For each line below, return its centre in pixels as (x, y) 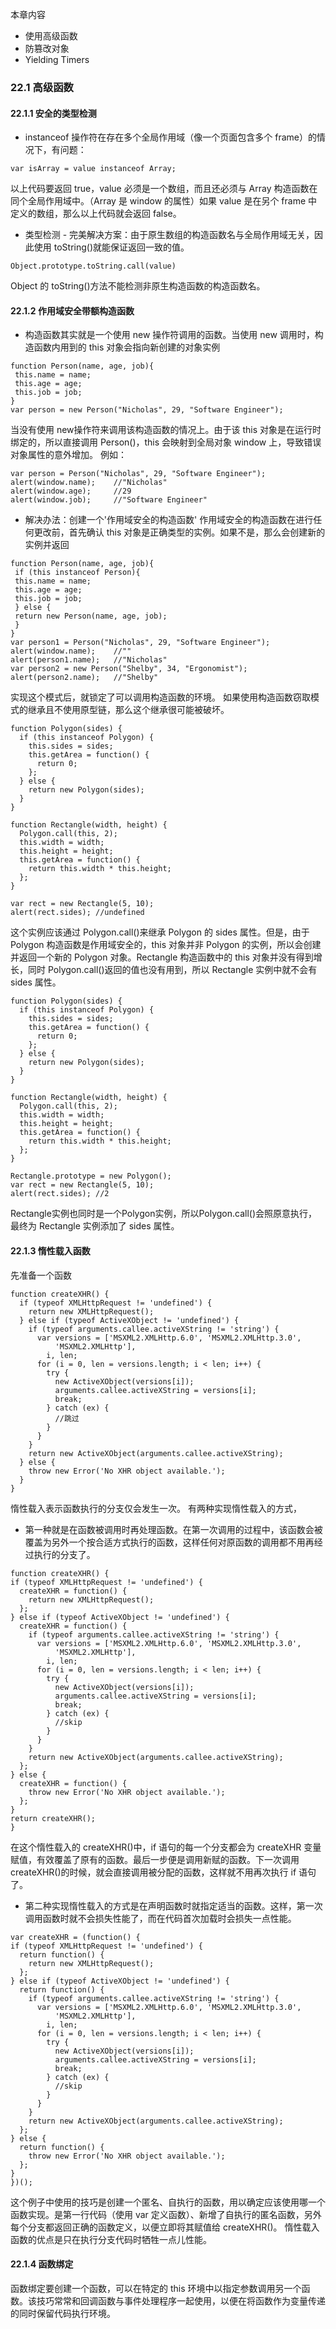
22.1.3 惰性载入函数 (50, 1250)
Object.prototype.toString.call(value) (93, 266)
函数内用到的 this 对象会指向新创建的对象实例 (127, 347)
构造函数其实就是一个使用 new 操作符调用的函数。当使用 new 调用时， (169, 335)
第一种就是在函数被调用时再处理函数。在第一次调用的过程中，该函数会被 (173, 1529)
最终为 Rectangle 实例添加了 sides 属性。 (95, 1226)
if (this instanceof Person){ (77, 573)
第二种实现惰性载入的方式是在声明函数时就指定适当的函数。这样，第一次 (173, 1905)
